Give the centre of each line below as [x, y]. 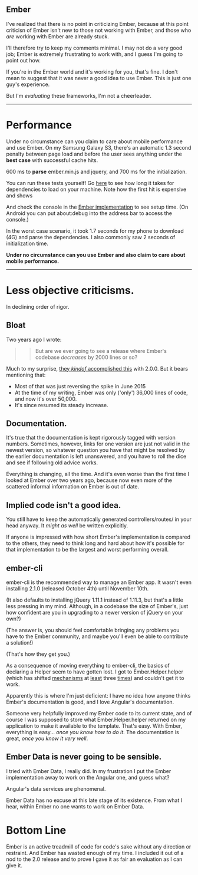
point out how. [24, 60]
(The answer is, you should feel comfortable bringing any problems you [93, 630]
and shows [19, 195]
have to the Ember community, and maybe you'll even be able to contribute [97, 636]
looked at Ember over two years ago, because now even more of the [89, 480]
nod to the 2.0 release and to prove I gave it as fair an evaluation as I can [94, 859]
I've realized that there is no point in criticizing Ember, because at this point [97, 24]
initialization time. [27, 243]
